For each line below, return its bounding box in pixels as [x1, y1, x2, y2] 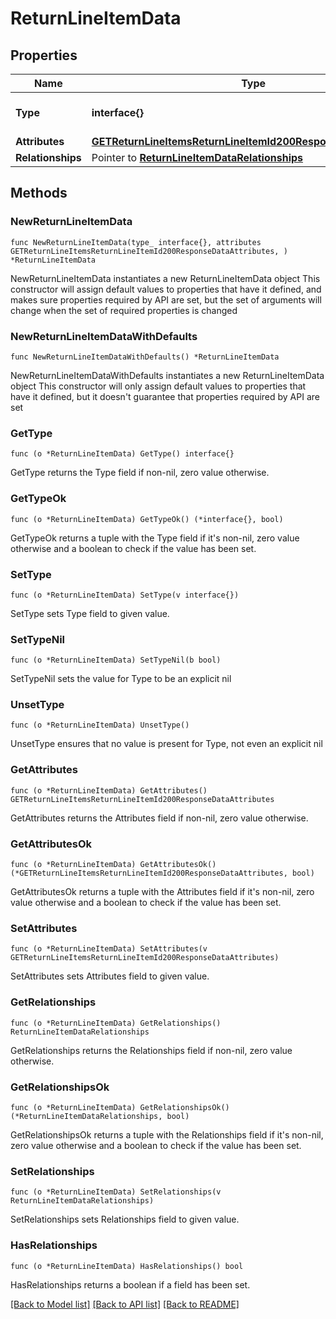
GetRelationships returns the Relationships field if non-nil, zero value [10, 1044, 293, 1056]
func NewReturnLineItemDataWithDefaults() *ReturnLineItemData [10, 352, 280, 362]
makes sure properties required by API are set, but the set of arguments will [10, 293, 322, 306]
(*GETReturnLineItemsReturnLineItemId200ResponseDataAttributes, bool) [10, 868, 315, 879]
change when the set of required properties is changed [10, 304, 238, 316]
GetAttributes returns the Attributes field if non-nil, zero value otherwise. [10, 812, 309, 824]
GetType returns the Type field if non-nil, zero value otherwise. [10, 467, 270, 479]
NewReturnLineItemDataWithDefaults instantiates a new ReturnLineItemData [10, 369, 325, 381]
